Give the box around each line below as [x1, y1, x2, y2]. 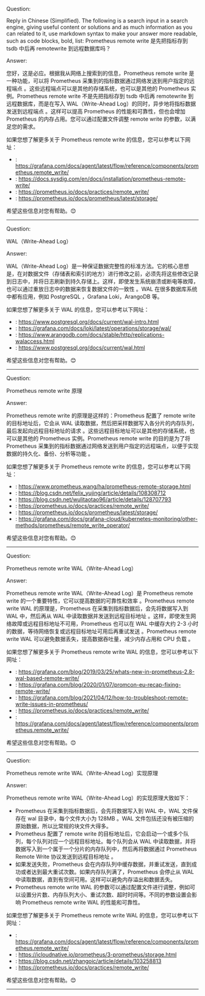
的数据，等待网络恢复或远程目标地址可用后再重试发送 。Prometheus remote [6, 628, 196, 635]
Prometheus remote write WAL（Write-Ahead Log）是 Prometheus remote [6, 590, 193, 597]
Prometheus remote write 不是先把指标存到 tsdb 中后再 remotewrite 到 [16, 93, 194, 99]
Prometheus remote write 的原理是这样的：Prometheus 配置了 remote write [6, 412, 196, 419]
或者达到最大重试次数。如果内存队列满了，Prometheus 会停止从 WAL [20, 869, 194, 875]
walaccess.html [15, 338, 55, 345]
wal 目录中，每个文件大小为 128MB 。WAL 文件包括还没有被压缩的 [27, 815, 194, 822]
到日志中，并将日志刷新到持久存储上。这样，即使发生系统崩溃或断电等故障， [6, 278, 199, 285]
